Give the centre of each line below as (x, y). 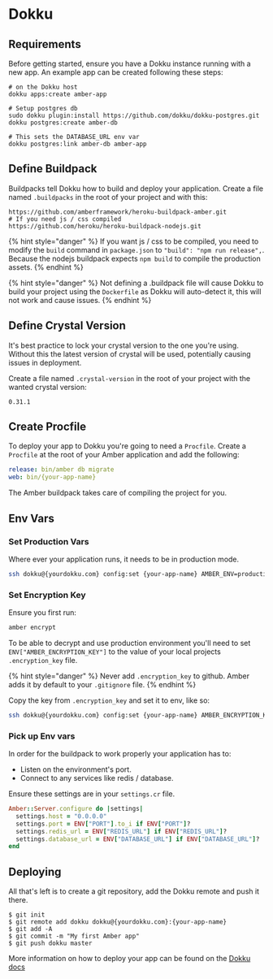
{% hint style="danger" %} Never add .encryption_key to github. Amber (129, 676)
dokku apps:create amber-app (58, 94)
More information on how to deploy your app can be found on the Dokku (130, 959)
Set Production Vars (49, 541)
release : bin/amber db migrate (61, 470)
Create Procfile (48, 427)
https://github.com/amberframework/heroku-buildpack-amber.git (118, 212)
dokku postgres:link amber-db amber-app (78, 144)
